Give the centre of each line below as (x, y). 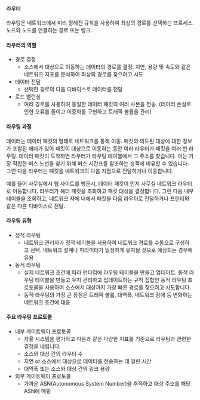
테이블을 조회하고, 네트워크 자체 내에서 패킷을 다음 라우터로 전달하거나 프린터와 (98, 198)
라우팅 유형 (19, 221)
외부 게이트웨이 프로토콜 (43, 376)
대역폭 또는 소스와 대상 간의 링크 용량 (67, 369)
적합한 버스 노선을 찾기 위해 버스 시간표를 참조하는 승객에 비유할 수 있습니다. (101, 163)
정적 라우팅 (28, 235)
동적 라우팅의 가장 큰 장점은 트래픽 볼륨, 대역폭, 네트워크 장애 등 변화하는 (108, 294)
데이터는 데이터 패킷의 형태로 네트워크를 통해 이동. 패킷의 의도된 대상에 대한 (94, 141)
